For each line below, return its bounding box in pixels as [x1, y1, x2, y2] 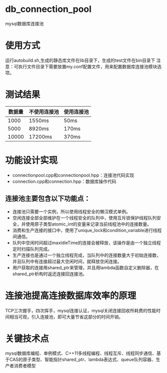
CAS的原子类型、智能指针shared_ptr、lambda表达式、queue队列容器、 [9, 357, 156, 363]
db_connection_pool [5, 3, 92, 15]
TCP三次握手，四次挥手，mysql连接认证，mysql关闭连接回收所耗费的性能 [5, 307, 157, 313]
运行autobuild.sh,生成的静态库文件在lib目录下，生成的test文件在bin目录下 [5, 57, 156, 63]
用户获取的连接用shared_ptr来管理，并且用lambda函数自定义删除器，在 [12, 264, 159, 270]
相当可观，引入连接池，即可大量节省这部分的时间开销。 [9, 314, 123, 320]
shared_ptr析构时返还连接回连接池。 [12, 270, 87, 277]
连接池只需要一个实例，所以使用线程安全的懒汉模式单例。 [12, 208, 131, 215]
